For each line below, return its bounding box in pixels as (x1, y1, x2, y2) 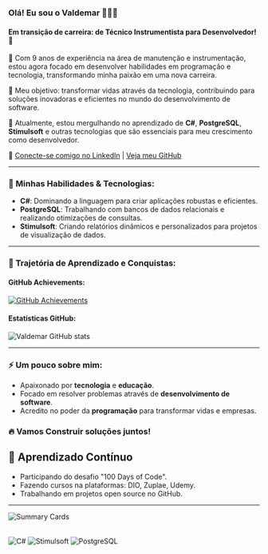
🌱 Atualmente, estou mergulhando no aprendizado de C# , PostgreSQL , (8, 118, 242, 128)
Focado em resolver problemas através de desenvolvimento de (19, 389, 230, 399)
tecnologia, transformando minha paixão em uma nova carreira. (8, 70, 217, 80)
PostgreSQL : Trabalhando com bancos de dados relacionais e (19, 205, 225, 214)
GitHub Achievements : (8, 277, 85, 287)
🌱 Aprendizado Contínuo (8, 451, 133, 464)
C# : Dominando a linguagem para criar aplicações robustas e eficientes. (19, 196, 258, 206)
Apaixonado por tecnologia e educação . (19, 381, 154, 390)
